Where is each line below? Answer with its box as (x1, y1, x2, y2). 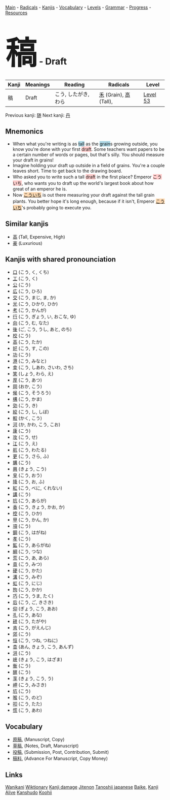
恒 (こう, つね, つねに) (12, 637, 58, 644)
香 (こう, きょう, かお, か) (12, 504, 65, 510)
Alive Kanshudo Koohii (5, 789, 52, 795)
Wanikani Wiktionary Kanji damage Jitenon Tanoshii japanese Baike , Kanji (5, 784, 158, 790)
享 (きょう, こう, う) (12, 676, 54, 682)
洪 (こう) (12, 650, 31, 656)
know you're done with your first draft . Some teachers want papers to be (12, 146, 164, 152)
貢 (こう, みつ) (12, 561, 42, 567)
